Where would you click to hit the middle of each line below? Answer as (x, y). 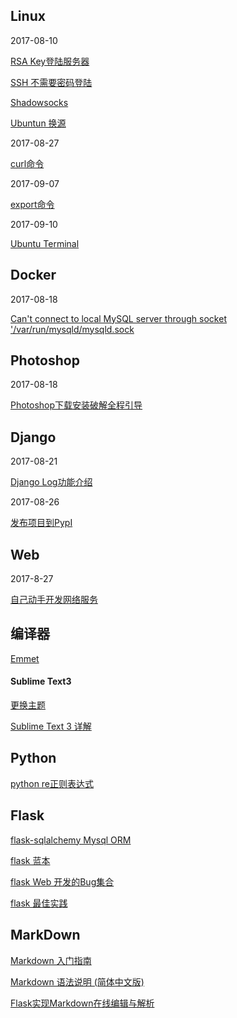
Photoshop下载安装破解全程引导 (76, 405)
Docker (33, 275)
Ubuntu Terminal (45, 243)
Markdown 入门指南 (51, 960)
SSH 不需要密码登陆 (51, 82)
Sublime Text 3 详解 (51, 726)
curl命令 (27, 163)
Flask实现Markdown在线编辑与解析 (82, 1003)
